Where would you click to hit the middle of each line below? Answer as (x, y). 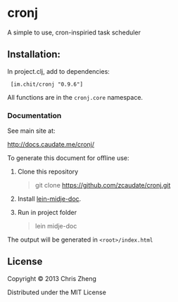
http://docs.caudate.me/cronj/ (51, 145)
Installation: (34, 54)
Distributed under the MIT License (57, 292)
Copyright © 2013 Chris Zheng (52, 278)
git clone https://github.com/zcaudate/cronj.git (103, 185)
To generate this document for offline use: (68, 158)
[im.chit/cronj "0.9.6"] (46, 84)
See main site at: (31, 131)
